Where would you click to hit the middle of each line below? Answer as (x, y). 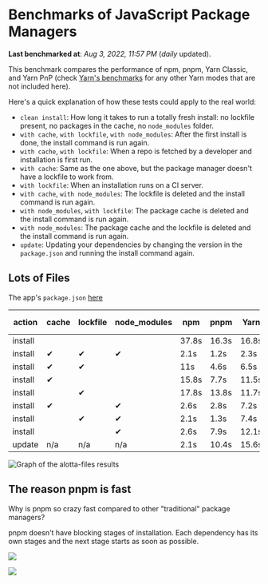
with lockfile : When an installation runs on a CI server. (111, 185)
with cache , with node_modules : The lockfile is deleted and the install (132, 193)
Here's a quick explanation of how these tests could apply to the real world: (132, 101)
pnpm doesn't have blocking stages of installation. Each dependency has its (133, 532)
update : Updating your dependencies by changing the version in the (131, 244)
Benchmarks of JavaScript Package (129, 15)
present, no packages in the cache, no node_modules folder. (116, 125)
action (26, 322)
